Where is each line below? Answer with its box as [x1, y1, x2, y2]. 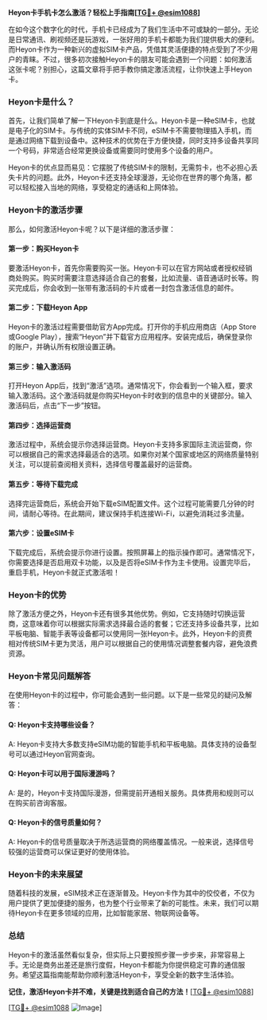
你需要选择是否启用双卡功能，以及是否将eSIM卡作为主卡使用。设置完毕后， [8, 557, 255, 567]
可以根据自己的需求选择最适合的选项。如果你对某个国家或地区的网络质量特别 [8, 449, 259, 459]
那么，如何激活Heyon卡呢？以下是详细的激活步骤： [8, 224, 176, 233]
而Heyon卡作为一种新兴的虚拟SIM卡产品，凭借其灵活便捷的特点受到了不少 [8, 45, 251, 54]
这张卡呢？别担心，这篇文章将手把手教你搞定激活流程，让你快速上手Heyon [8, 65, 253, 74]
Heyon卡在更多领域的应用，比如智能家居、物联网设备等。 [14, 908, 204, 918]
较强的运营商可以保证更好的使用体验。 [8, 847, 133, 857]
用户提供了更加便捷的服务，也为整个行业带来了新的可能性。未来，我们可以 [8, 898, 252, 908]
